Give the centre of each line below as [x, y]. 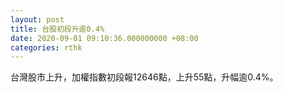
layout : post [37, 19]
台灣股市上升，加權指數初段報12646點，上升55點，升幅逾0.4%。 [144, 77]
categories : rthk [46, 47]
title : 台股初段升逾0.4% [57, 29]
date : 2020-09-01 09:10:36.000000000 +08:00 [104, 38]
